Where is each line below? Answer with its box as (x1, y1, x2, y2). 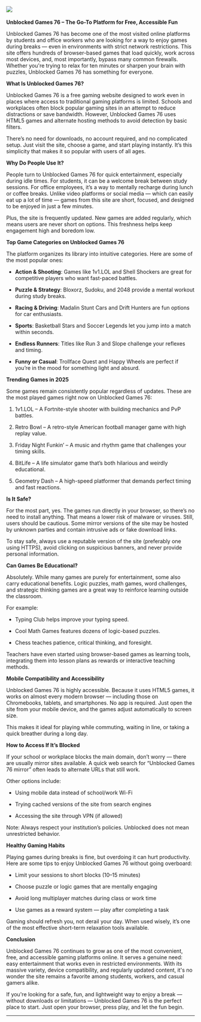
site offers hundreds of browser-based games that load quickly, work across (6, 49, 195, 56)
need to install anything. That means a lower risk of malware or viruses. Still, (6, 513, 194, 520)
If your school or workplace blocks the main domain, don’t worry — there (6, 753, 187, 760)
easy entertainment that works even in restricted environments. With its (6, 960, 182, 967)
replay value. (14, 429, 47, 437)
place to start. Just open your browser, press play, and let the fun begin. (6, 1003, 184, 1011)
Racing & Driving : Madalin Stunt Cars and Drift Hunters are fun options (14, 304, 190, 311)
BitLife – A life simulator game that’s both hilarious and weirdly (14, 459, 168, 466)
